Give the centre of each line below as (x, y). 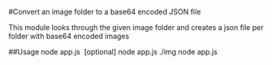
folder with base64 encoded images (69, 36)
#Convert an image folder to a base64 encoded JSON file (105, 12)
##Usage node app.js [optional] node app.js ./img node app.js (113, 52)
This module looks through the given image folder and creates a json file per (136, 27)
